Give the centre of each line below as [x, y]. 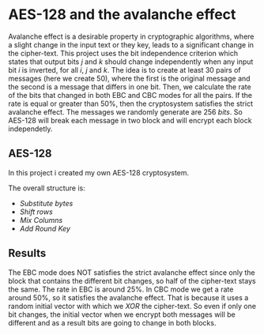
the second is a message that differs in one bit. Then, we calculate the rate [130, 87]
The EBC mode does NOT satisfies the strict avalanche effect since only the [132, 272]
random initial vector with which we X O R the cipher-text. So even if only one [132, 306]
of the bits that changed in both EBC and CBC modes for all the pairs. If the [130, 95]
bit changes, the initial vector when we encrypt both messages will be [122, 314]
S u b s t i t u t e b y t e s [46, 203]
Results [27, 253]
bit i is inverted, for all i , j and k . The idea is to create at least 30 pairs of [124, 70]
